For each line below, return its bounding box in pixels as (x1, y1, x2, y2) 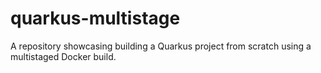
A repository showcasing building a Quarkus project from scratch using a (10, 40, 312, 52)
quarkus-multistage (10, 7, 181, 30)
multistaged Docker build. (10, 50, 117, 62)
